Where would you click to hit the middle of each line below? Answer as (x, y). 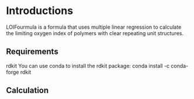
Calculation (27, 91)
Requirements (32, 52)
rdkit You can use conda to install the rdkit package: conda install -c (88, 66)
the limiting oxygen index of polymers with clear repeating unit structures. (95, 33)
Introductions (40, 11)
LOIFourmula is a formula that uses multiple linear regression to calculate (94, 27)
